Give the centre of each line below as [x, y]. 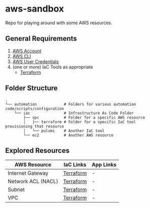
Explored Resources [37, 150]
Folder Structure [31, 88]
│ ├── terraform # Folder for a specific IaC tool [80, 122]
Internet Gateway [28, 173]
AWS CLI [22, 56]
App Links [104, 165]
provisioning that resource [35, 126]
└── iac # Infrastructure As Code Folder [74, 113]
